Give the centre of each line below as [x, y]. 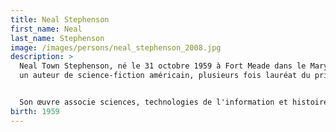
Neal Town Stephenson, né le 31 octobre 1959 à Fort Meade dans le [163, 66]
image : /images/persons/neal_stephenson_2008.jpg [116, 47]
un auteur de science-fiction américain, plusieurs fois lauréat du [165, 76]
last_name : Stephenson [57, 38]
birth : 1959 [35, 111]
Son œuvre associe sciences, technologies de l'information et [153, 102]
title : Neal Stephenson [60, 19]
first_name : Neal [46, 29]
